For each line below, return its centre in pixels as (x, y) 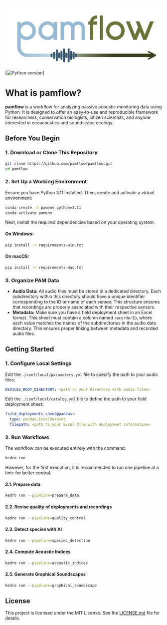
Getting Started (30, 349)
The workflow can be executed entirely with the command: (66, 448)
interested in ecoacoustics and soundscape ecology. (59, 122)
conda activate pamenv (29, 213)
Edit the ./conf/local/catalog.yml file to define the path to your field (76, 399)
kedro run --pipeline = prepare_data (42, 495)
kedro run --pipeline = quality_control (45, 518)
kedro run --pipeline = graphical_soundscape (51, 585)
